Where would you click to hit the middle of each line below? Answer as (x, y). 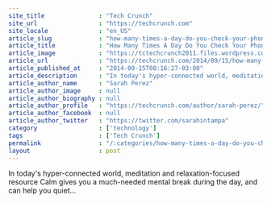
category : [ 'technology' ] (83, 128)
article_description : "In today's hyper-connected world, (119, 76)
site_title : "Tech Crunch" (81, 16)
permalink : (56, 143)
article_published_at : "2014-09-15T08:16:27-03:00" (106, 68)
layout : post (65, 151)
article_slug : (56, 38)
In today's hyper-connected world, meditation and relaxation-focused (124, 173)
